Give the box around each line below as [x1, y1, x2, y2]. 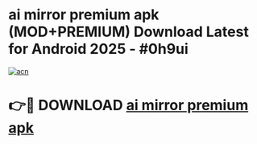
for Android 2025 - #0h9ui [8, 40, 189, 58]
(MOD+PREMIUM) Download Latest [8, 23, 250, 41]
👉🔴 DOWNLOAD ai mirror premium [8, 97, 249, 114]
